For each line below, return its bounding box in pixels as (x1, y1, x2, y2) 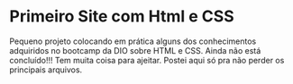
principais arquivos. (9, 64, 83, 75)
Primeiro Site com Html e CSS (9, 6, 234, 27)
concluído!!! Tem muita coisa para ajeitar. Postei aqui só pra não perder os (9, 55, 285, 65)
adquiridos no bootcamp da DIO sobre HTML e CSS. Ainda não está (9, 45, 261, 55)
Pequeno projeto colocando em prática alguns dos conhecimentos (9, 36, 257, 46)
